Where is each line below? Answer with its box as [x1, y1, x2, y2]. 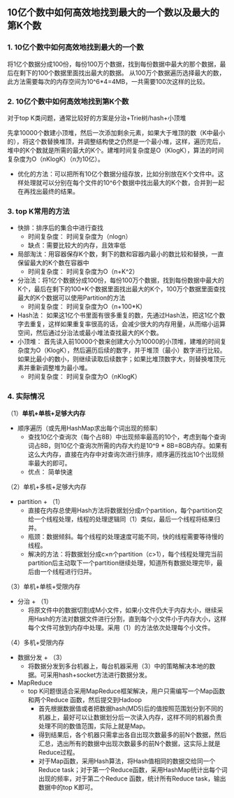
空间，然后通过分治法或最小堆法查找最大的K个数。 [17, 328, 163, 337]
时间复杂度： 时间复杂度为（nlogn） [27, 232, 132, 241]
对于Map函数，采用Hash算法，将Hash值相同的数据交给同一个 [38, 757, 216, 765]
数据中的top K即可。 [38, 783, 97, 791]
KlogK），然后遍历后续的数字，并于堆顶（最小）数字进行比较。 [46, 346, 226, 355]
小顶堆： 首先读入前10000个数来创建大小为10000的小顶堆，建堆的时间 [17, 337, 221, 346]
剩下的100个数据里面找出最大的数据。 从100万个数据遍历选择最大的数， [19, 69, 226, 77]
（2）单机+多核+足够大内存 [7, 482, 87, 491]
